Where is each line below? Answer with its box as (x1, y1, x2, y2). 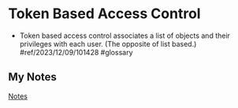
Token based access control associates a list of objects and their (19, 31, 231, 40)
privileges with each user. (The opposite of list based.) (19, 39, 197, 48)
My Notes (8, 70, 58, 84)
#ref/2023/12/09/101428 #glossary (19, 47, 133, 57)
